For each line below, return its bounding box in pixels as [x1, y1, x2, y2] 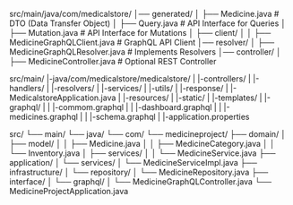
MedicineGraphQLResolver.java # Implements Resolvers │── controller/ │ [9, 47, 282, 57]
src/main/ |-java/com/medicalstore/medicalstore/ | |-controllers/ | [9, 73, 251, 84]
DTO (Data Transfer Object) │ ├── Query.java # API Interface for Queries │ [9, 18, 287, 29]
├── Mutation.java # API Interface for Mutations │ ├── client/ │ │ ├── [9, 28, 271, 38]
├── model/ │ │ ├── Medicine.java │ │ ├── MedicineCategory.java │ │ [9, 139, 275, 149]
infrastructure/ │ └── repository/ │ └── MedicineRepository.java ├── [9, 167, 269, 177]
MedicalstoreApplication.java [9, 92, 116, 103]
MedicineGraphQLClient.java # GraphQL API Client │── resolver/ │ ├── [9, 37, 275, 47]
